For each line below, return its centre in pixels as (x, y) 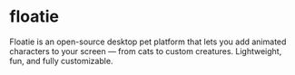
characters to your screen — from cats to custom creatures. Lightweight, (146, 51)
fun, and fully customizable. (61, 61)
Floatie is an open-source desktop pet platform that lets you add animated (148, 42)
